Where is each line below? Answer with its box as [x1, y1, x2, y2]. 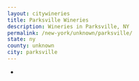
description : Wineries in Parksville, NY [7, 23, 130, 30]
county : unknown [7, 42, 54, 49]
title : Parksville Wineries [7, 17, 89, 24]
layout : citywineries [7, 10, 71, 17]
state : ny [7, 36, 36, 43]
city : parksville [7, 49, 58, 56]
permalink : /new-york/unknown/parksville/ [7, 29, 133, 37]
